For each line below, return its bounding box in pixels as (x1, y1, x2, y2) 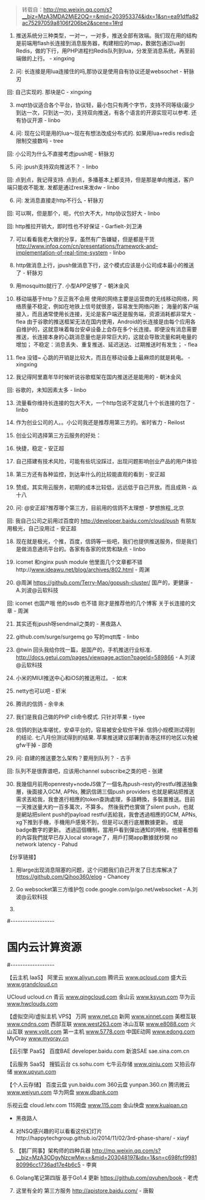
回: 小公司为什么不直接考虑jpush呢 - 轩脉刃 (7, 150, 115, 157)
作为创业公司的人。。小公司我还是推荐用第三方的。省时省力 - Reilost (15, 419, 185, 426)
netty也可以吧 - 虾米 (15, 687, 66, 695)
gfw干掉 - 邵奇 (15, 742, 53, 748)
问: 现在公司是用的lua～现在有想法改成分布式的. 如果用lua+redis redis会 (15, 129, 195, 137)
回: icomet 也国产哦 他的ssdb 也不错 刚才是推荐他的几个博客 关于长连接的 (7, 599, 191, 607)
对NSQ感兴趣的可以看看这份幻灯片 (15, 1127, 103, 1135)
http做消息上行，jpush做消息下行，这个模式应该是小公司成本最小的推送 (15, 262, 194, 269)
